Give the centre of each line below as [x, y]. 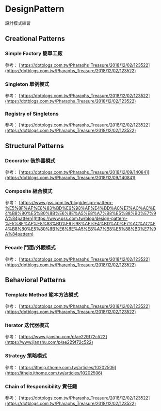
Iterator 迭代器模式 [27, 325]
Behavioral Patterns [36, 280]
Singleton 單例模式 [27, 84]
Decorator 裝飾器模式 [30, 160]
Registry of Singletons [32, 114]
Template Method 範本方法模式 [42, 294]
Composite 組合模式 [29, 191]
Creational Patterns [35, 39]
